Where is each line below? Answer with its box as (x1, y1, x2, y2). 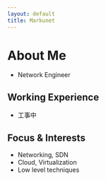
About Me (7, 47, 66, 64)
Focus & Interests (7, 132, 86, 144)
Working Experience (7, 91, 100, 103)
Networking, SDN (17, 151, 69, 159)
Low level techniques (17, 165, 80, 174)
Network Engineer (17, 71, 71, 79)
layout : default (7, 10, 55, 18)
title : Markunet (7, 17, 55, 24)
